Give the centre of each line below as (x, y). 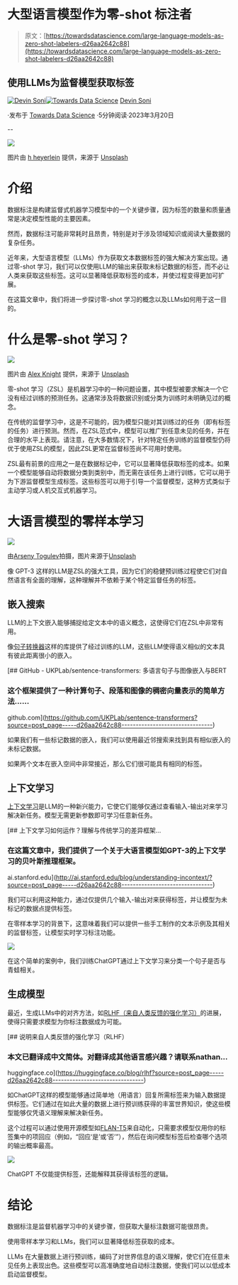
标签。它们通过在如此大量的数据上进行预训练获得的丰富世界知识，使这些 (119, 1104)
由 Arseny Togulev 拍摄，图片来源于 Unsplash (72, 555)
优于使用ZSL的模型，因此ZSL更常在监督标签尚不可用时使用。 (96, 448)
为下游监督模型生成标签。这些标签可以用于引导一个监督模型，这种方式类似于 (119, 481)
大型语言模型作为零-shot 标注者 (100, 15)
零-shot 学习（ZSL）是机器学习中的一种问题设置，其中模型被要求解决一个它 (118, 389)
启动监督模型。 (29, 1274)
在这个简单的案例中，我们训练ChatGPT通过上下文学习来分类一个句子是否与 (117, 960)
